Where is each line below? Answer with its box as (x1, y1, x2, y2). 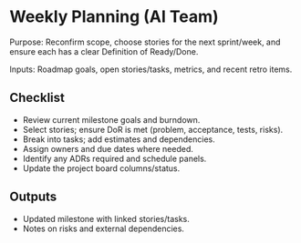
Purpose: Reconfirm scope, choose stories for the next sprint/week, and (9, 36, 281, 47)
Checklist (9, 90, 66, 106)
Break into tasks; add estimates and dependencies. (22, 134, 216, 145)
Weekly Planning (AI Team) (9, 6, 219, 27)
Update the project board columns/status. (22, 162, 181, 174)
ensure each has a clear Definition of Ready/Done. (9, 46, 199, 56)
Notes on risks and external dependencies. (22, 223, 185, 234)
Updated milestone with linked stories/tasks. (22, 213, 190, 224)
